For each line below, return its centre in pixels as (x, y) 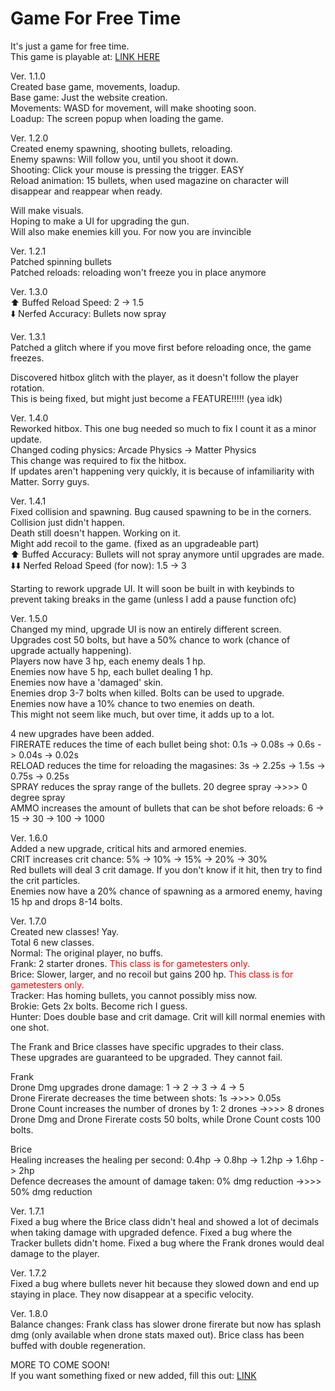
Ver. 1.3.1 (28, 336)
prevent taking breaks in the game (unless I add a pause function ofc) (153, 599)
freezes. (27, 358)
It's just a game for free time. (70, 46)
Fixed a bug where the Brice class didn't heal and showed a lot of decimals (165, 1221)
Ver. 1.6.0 (29, 838)
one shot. (30, 1027)
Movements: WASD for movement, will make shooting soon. (133, 108)
